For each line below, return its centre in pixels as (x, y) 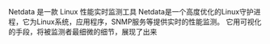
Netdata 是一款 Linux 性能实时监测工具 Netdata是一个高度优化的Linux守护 (131, 12)
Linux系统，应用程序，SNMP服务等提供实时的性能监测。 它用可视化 (149, 22)
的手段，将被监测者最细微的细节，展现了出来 (83, 32)
